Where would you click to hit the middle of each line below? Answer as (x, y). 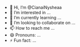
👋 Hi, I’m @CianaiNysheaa (36, 7)
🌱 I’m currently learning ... (35, 18)
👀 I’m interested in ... (30, 12)
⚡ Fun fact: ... (23, 40)
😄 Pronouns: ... (25, 35)
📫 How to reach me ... (32, 28)
